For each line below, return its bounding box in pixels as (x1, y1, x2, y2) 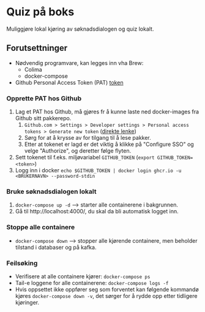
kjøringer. (15, 299, 40, 306)
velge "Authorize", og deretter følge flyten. (24, 147, 132, 154)
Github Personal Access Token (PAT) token (15, 78, 124, 86)
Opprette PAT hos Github (6, 94, 81, 102)
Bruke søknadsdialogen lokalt (6, 187, 97, 196)
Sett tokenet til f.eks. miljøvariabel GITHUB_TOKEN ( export (15, 154, 155, 161)
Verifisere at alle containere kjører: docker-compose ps (15, 272, 151, 280)
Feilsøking (6, 259, 38, 267)
